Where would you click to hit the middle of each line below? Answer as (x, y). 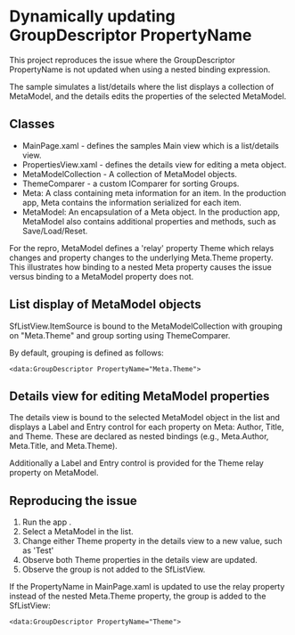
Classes (32, 124)
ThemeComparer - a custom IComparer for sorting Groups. (131, 183)
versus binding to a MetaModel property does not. (102, 276)
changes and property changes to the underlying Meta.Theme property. (141, 257)
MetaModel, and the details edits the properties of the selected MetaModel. (148, 96)
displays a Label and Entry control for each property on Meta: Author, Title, (147, 427)
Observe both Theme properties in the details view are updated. (140, 560)
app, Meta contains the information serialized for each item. (132, 202)
